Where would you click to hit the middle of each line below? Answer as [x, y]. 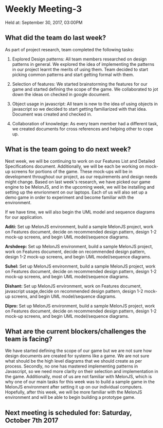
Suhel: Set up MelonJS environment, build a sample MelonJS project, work [80, 266]
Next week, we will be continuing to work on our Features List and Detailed [80, 161]
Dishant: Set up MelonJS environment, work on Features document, [73, 286]
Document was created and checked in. [52, 114]
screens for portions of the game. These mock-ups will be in [72, 171]
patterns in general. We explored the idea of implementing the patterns [83, 64]
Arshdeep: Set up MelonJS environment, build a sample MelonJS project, [79, 246]
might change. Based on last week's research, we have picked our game [78, 182]
